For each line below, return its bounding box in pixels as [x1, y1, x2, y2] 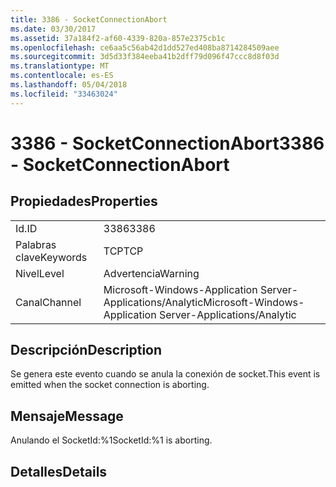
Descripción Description [10, 342, 163, 359]
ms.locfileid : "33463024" [10, 89, 118, 99]
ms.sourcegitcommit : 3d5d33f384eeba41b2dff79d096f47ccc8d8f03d [10, 52, 280, 62]
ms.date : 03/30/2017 [10, 24, 97, 34]
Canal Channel [15, 295, 82, 309]
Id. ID [15, 221, 38, 235]
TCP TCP [103, 244, 144, 258]
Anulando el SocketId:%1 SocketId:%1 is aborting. [10, 434, 213, 446]
